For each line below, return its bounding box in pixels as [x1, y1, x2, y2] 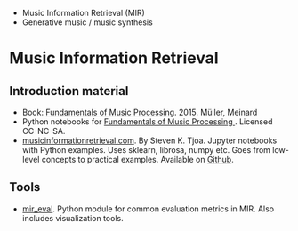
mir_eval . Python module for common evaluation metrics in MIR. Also [21, 203, 274, 214]
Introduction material [9, 84, 129, 99]
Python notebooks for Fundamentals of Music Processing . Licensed [21, 116, 273, 127]
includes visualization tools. [21, 212, 124, 223]
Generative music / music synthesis [21, 17, 153, 28]
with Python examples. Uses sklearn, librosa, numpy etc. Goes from [21, 145, 271, 155]
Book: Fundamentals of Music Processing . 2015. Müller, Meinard [21, 107, 258, 117]
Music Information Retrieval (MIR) [21, 8, 145, 18]
